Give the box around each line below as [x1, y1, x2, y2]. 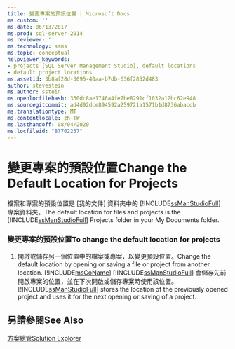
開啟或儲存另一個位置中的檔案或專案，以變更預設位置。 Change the [17, 252, 212, 260]
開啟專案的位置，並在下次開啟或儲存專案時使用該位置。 [17, 277, 177, 285]
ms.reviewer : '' [7, 36, 55, 43]
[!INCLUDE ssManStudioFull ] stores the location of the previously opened [17, 285, 228, 293]
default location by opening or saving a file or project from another [17, 260, 210, 268]
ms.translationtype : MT [7, 108, 77, 115]
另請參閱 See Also [7, 315, 84, 326]
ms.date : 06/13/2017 [7, 23, 68, 30]
